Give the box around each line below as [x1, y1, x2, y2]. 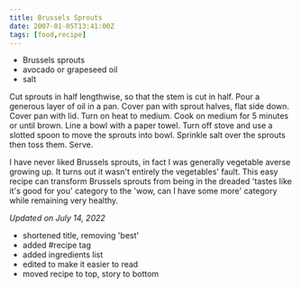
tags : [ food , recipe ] [9, 30, 87, 39]
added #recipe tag [22, 240, 92, 251]
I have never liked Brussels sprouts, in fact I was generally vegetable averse [9, 157, 291, 168]
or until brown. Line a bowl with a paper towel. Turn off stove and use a [9, 120, 273, 131]
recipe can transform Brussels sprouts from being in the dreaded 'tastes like [9, 176, 293, 187]
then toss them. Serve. [9, 139, 94, 150]
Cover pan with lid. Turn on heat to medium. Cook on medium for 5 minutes [9, 110, 289, 122]
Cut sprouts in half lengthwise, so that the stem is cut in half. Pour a [9, 91, 260, 102]
